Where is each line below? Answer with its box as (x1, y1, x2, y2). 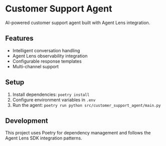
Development (5, 116, 49, 125)
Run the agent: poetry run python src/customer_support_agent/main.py (12, 102, 161, 108)
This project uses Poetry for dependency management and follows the (5, 130, 151, 136)
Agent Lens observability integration (12, 53, 88, 59)
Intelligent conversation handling (12, 47, 80, 53)
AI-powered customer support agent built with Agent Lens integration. (5, 20, 150, 26)
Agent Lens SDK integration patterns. (5, 135, 82, 141)
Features (5, 34, 34, 43)
